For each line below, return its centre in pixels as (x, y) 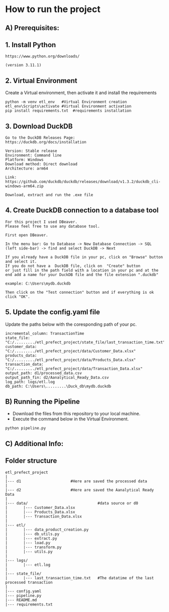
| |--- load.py (28, 543)
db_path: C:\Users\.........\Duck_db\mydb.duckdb (58, 386)
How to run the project (53, 9)
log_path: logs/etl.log (30, 382)
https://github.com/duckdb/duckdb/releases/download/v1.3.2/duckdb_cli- (83, 182)
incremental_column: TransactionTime (45, 333)
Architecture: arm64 (27, 169)
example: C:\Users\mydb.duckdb (38, 283)
